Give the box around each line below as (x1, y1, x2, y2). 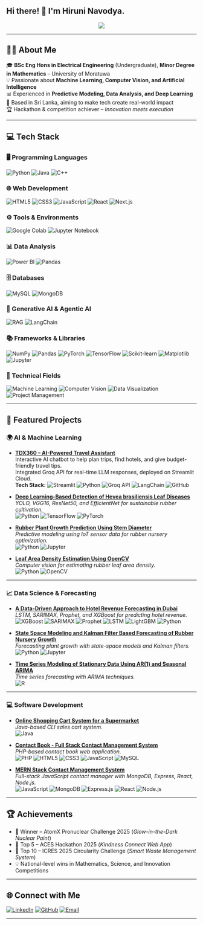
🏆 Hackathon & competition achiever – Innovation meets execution (6, 105, 174, 112)
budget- (166, 456, 187, 463)
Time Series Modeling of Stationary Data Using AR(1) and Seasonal (14, 660, 187, 668)
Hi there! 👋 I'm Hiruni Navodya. (6, 6, 125, 16)
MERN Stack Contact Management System (14, 765, 125, 773)
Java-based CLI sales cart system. (14, 723, 103, 730)
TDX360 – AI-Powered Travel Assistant (14, 450, 116, 457)
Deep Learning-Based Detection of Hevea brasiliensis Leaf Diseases (14, 493, 190, 500)
